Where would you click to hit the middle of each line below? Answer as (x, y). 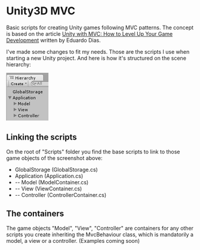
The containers (35, 214)
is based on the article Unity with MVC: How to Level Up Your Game (90, 33)
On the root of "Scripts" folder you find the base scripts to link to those (93, 152)
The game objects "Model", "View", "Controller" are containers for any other (100, 228)
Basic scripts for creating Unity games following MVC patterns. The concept (100, 27)
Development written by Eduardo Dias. (53, 40)
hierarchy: (19, 64)
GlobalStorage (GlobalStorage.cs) (56, 169)
